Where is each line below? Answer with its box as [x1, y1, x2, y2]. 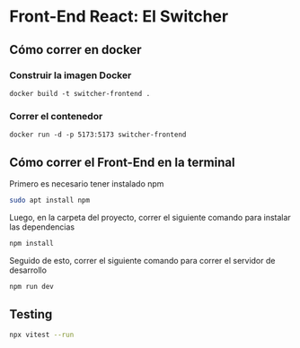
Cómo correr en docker [9, 42, 142, 57]
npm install [9, 239, 54, 248]
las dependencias [9, 222, 75, 232]
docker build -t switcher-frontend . [9, 89, 151, 98]
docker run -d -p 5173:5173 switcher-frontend [9, 130, 187, 140]
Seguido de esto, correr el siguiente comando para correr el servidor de [9, 255, 276, 265]
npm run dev [9, 282, 54, 291]
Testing [9, 307, 53, 322]
